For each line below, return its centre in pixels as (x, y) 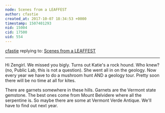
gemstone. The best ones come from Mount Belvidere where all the (73, 95)
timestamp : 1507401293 (28, 23)
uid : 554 (14, 37)
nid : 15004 (16, 28)
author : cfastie (22, 14)
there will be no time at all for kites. (41, 80)
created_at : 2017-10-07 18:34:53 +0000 (46, 19)
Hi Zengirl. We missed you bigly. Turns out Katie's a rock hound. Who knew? (82, 65)
